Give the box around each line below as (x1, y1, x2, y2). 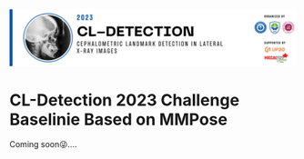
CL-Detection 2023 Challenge (9, 90, 239, 110)
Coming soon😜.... (9, 139, 77, 150)
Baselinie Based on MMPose (9, 109, 228, 130)
